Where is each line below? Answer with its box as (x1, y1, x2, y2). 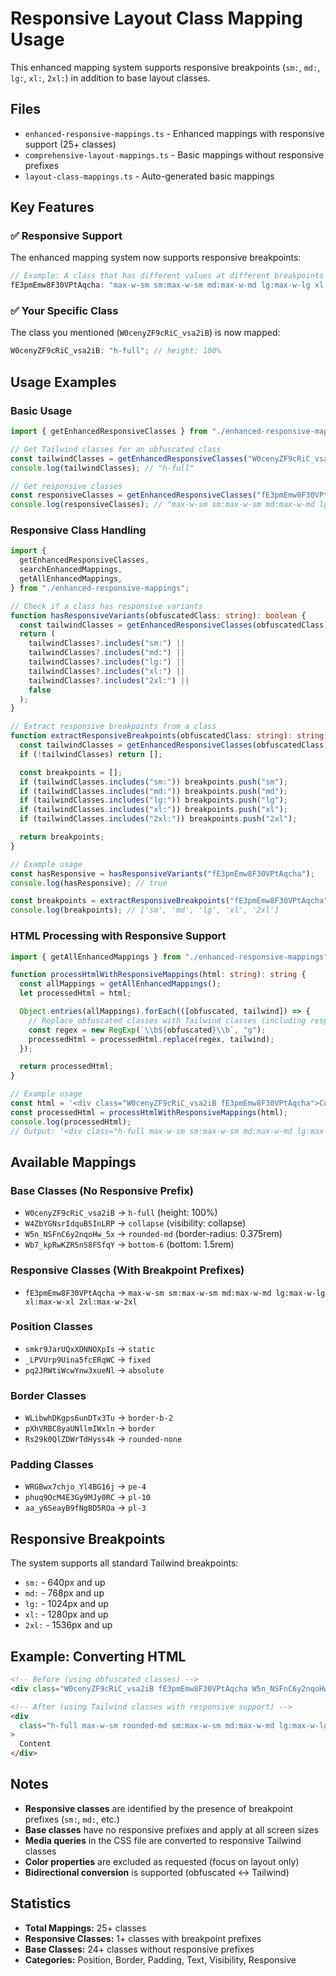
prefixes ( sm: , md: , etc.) (24, 1813, 120, 1825)
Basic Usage (10, 403, 73, 417)
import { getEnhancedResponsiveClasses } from (10, 427, 208, 437)
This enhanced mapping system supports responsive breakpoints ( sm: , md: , (10, 61, 321, 73)
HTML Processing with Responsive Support (10, 929, 227, 943)
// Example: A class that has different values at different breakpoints (10, 271, 325, 281)
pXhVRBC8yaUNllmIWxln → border (24, 1422, 156, 1434)
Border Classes (10, 1388, 87, 1402)
